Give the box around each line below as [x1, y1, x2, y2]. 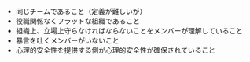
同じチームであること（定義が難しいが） [15, 7, 147, 15]
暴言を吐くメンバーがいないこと [15, 36, 119, 45]
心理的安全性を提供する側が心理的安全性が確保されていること [15, 46, 216, 54]
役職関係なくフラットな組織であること [15, 16, 140, 26]
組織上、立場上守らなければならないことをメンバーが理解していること [15, 26, 244, 35]
